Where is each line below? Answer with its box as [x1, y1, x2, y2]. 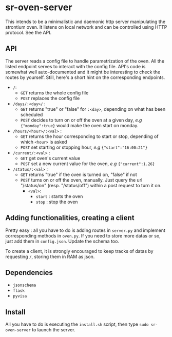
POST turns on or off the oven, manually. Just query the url [20, 176, 143, 183]
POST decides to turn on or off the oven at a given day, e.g [20, 117, 142, 123]
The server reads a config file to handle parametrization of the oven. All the [5, 58, 165, 64]
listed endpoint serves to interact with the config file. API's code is [5, 63, 146, 69]
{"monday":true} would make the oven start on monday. [20, 122, 139, 128]
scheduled [20, 111, 43, 117]
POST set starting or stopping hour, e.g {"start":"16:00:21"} [20, 144, 148, 150]
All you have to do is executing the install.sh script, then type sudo [5, 321, 149, 327]
